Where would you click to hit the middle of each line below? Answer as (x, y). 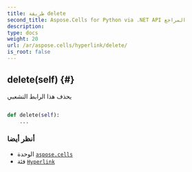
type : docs (23, 33)
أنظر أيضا (21, 139)
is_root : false (29, 52)
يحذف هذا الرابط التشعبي (40, 96)
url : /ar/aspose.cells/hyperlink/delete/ (67, 45)
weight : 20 (23, 39)
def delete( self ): (33, 115)
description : (26, 26)
